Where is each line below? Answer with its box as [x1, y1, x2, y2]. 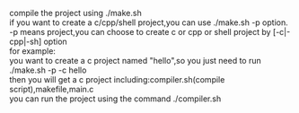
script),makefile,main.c [9, 84, 94, 94]
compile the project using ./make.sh [9, 8, 142, 18]
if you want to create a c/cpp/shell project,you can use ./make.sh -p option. [9, 17, 289, 28]
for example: [9, 46, 57, 56]
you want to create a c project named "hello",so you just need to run [9, 56, 262, 65]
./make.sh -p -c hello [9, 65, 87, 75]
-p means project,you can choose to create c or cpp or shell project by [9, 27, 271, 37]
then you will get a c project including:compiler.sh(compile [9, 74, 225, 84]
